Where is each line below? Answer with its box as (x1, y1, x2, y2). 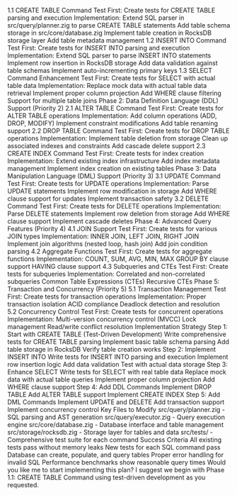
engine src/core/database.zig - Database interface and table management (7, 421, 224, 428)
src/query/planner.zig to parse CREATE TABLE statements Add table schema (7, 21, 231, 29)
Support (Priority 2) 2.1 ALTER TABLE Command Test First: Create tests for (7, 104, 224, 112)
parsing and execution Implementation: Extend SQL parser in (7, 13, 185, 22)
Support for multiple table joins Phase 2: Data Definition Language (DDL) (7, 96, 219, 105)
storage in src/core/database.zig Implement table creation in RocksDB (7, 28, 212, 37)
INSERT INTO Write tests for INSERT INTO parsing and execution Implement (7, 352, 229, 361)
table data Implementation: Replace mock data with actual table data (7, 82, 207, 89)
